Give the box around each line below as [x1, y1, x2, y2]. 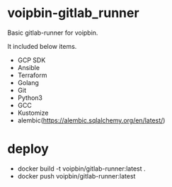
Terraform [17, 71, 47, 79]
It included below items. [7, 42, 77, 50]
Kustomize [17, 108, 49, 117]
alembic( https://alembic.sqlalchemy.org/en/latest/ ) [17, 115, 166, 125]
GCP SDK [17, 55, 46, 64]
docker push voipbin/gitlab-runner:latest [17, 171, 136, 180]
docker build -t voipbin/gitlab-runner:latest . [17, 164, 147, 173]
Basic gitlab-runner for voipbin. [7, 28, 98, 37]
